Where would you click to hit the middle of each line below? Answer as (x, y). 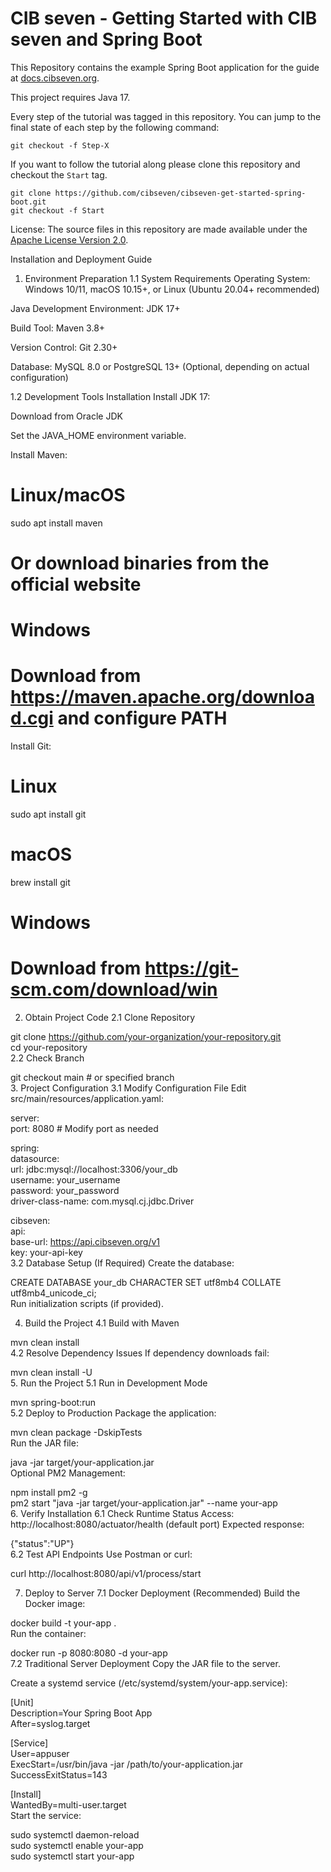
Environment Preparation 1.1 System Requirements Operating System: (167, 278)
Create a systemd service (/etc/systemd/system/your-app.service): (149, 1683)
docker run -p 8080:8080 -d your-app (89, 1653)
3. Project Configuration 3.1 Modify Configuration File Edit (128, 1088)
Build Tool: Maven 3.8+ (58, 328)
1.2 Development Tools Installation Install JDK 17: (110, 396)
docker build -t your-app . (63, 1623)
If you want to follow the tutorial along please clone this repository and (155, 164)
